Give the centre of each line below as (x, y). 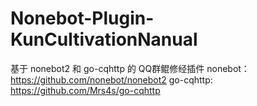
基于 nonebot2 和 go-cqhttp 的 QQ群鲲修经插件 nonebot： (130, 68)
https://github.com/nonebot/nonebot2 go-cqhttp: (111, 79)
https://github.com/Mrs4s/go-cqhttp (85, 90)
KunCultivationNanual (104, 39)
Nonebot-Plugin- (82, 18)
